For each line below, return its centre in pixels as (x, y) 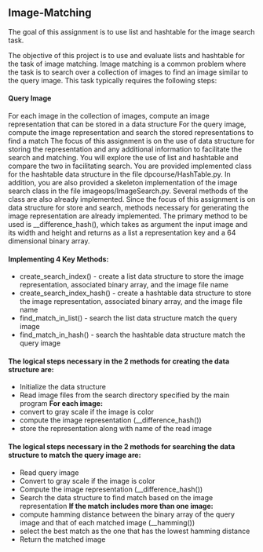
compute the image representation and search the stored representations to (131, 133)
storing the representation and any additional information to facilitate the (125, 149)
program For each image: (61, 404)
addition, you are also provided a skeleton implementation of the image (123, 183)
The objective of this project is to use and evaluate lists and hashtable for (126, 55)
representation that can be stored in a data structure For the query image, (127, 124)
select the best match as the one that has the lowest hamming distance (135, 531)
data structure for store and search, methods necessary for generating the (129, 208)
